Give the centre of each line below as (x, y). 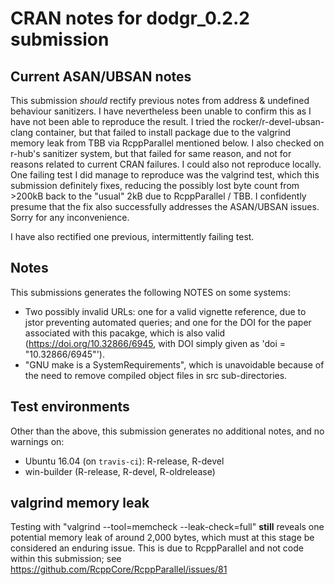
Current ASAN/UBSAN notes (101, 76)
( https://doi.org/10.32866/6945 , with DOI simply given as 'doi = (155, 343)
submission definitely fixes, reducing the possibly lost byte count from (155, 185)
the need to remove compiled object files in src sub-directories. (156, 375)
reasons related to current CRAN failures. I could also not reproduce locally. (166, 164)
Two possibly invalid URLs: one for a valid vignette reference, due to (165, 311)
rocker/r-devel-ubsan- (278, 121)
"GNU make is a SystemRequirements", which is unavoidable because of (174, 364)
